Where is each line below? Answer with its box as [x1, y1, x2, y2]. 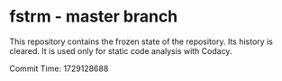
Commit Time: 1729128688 [9, 63, 109, 74]
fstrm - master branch [9, 6, 178, 27]
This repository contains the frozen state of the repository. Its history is [9, 36, 273, 47]
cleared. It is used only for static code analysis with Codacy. [9, 45, 232, 56]
